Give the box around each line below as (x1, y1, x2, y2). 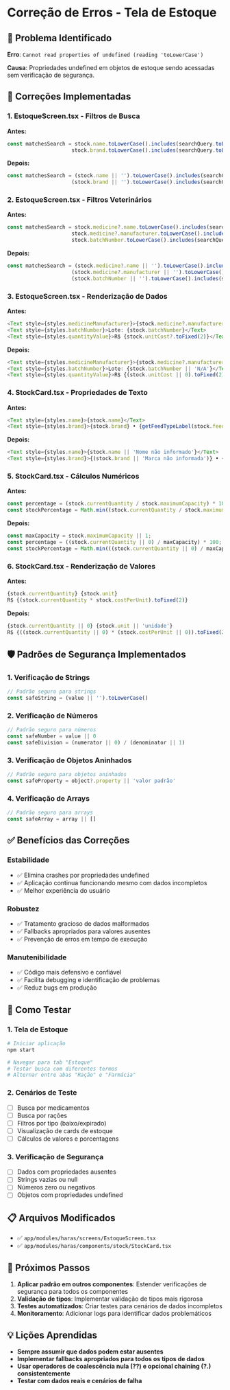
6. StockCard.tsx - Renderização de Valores (7, 561, 156, 571)
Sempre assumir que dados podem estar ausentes (16, 1347, 164, 1356)
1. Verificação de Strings (7, 672, 90, 682)
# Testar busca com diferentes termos (7, 1065, 118, 1072)
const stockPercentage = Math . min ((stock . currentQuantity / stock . (7, 507, 204, 514)
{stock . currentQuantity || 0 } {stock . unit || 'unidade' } (7, 622, 173, 629)
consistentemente (16, 1369, 71, 1378)
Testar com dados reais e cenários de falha (16, 1376, 142, 1385)
